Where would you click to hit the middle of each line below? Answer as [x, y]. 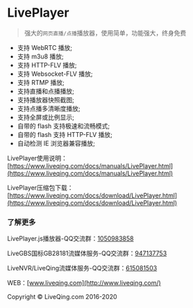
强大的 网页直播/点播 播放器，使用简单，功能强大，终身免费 [105, 33]
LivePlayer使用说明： [37, 158]
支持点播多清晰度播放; [49, 108]
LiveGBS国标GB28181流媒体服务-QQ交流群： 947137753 [87, 253]
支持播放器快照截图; [46, 99]
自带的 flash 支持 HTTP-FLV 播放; [65, 134]
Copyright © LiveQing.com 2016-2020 [62, 297]
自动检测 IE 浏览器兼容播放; [56, 143]
